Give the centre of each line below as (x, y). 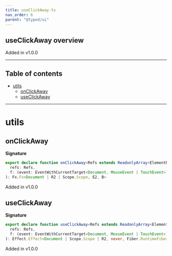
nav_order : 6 (19, 15)
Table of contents (34, 73)
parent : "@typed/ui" (27, 19)
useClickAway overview (45, 40)
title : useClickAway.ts (31, 10)
